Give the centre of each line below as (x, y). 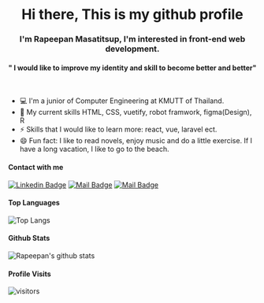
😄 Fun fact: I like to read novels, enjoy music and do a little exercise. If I (136, 141)
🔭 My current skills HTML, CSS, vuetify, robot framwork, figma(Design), (136, 113)
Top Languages (34, 203)
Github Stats (29, 238)
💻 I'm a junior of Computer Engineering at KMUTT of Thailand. (122, 101)
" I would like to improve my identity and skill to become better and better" (132, 68)
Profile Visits (30, 274)
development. (132, 49)
